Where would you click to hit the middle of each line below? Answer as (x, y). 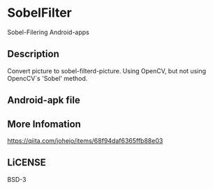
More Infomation (44, 124)
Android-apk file (44, 100)
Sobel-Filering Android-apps (48, 32)
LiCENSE (27, 163)
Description (33, 54)
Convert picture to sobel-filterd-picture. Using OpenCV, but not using (107, 70)
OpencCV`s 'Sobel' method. (47, 78)
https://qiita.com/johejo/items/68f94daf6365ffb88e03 (85, 140)
